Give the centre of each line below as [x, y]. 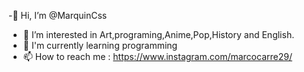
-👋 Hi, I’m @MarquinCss [58, 15]
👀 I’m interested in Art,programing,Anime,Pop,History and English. [158, 34]
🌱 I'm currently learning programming [100, 45]
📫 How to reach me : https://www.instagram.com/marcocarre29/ [157, 56]
